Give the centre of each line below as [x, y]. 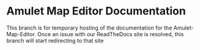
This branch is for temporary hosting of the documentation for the [89, 28]
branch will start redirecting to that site [55, 40]
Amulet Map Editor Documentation [96, 11]
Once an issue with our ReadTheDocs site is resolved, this [111, 34]
